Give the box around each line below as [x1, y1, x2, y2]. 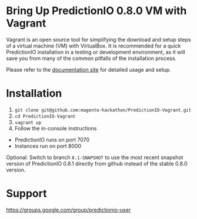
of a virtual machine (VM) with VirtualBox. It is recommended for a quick [6, 42, 181, 49]
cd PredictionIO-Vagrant [14, 113, 76, 119]
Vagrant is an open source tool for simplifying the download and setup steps [6, 36, 191, 43]
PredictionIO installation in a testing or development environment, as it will [6, 48, 185, 55]
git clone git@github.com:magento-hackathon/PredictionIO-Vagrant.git [14, 107, 192, 113]
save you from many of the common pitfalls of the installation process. [6, 55, 177, 62]
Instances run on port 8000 [14, 142, 81, 149]
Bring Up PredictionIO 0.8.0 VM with [6, 4, 187, 18]
